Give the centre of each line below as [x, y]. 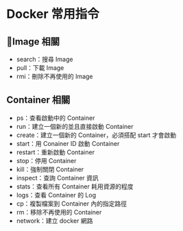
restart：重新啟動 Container [56, 152]
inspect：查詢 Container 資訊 [57, 178]
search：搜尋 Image [45, 59]
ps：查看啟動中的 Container [56, 118]
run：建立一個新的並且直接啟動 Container [75, 126]
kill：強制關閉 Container [50, 169]
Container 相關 [38, 100]
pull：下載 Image [40, 68]
